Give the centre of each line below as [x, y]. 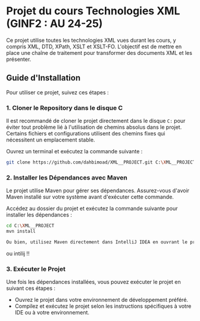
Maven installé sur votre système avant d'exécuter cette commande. [90, 197]
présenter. [19, 59]
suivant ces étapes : [31, 288]
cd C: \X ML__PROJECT [30, 226]
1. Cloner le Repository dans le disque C [65, 107]
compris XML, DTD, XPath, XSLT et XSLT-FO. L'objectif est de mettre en [94, 47]
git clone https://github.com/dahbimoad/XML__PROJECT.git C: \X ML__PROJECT [101, 162]
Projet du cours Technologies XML [93, 11]
